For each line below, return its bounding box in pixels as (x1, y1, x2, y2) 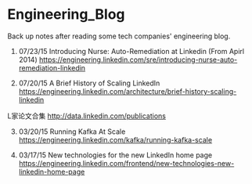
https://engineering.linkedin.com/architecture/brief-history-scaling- (18, 86, 237, 96)
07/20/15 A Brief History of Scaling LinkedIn (18, 78, 160, 88)
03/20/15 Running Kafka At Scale (18, 127, 126, 136)
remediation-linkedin (18, 63, 86, 72)
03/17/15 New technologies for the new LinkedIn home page (18, 150, 213, 160)
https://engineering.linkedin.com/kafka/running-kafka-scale (18, 135, 213, 144)
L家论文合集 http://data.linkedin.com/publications (7, 111, 166, 121)
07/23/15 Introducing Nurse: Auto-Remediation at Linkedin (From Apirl (18, 46, 244, 56)
